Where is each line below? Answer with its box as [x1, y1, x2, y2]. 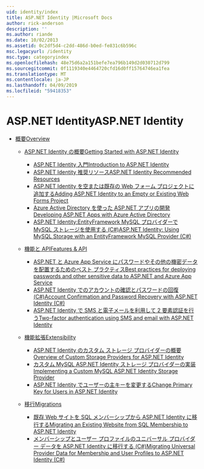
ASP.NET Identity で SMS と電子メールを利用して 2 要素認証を [33, 306, 189, 313]
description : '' [6, 26, 47, 32]
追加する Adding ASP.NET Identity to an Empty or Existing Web [33, 190, 189, 197]
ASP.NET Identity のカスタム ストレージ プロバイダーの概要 [33, 346, 182, 354]
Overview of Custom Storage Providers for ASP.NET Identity [33, 353, 184, 360]
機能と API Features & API [24, 245, 87, 252]
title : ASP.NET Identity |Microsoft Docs [6, 15, 113, 21]
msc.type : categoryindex [6, 54, 69, 60]
